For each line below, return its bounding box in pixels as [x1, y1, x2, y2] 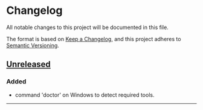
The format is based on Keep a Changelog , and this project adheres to [6, 35, 181, 42]
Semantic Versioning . [6, 42, 59, 49]
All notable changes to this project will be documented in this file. [6, 24, 169, 31]
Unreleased [6, 59, 51, 70]
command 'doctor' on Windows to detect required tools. [14, 91, 155, 99]
